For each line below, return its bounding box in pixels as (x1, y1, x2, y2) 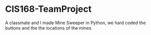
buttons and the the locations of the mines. (5, 25, 93, 31)
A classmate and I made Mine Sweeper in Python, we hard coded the (5, 20, 146, 26)
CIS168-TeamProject (5, 3, 92, 15)
